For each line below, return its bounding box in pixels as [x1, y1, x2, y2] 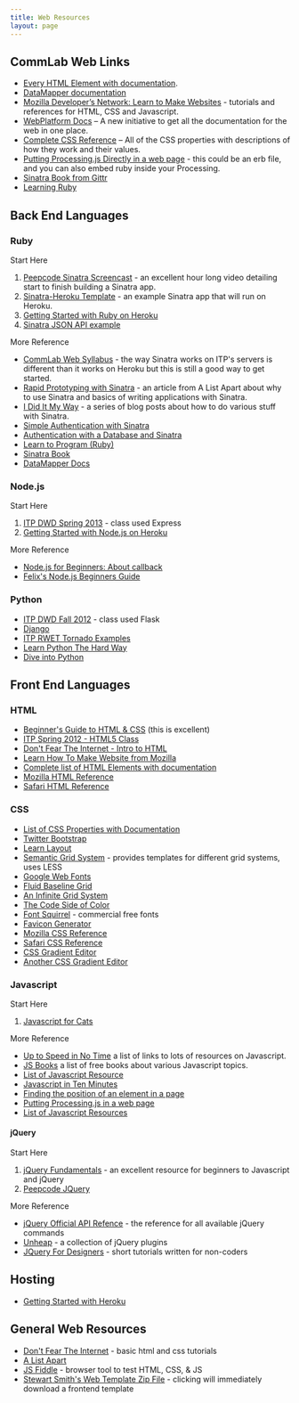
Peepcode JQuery [22, 1184, 91, 1195]
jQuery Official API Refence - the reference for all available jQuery [22, 1218, 265, 1229]
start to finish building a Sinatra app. [22, 281, 157, 292]
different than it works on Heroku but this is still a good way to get [22, 363, 265, 374]
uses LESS [22, 861, 63, 872]
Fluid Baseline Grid [22, 880, 93, 891]
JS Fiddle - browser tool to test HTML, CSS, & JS [22, 1364, 203, 1374]
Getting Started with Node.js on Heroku [22, 527, 168, 538]
